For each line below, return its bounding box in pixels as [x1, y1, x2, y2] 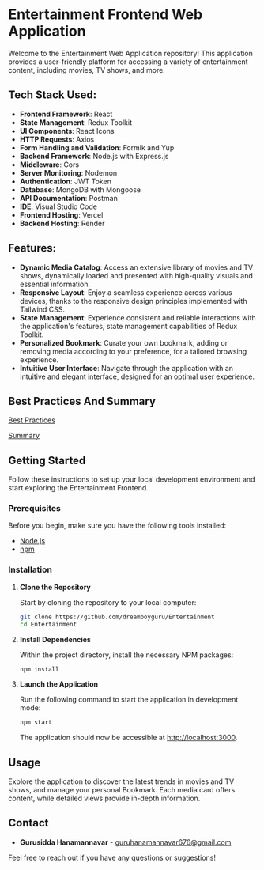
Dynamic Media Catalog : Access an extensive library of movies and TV [19, 263, 254, 272]
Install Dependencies [19, 634, 91, 644]
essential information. [19, 279, 91, 289]
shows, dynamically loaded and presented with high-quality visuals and [19, 270, 253, 280]
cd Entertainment [19, 620, 77, 628]
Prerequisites [8, 503, 61, 514]
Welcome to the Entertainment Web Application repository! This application [8, 48, 253, 58]
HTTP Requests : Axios [19, 134, 95, 144]
